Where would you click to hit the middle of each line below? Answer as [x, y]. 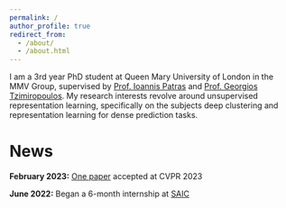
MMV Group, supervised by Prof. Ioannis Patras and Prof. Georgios [134, 86]
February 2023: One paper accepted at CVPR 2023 [106, 176]
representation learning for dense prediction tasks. [104, 115]
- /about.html [44, 51]
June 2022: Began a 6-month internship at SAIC [100, 194]
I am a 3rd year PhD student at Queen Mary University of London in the [141, 77]
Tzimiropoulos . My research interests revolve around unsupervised [134, 96]
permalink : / [34, 18]
